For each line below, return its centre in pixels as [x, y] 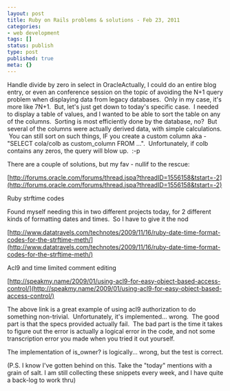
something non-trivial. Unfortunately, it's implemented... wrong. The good [113, 316]
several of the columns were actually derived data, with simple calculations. [115, 128]
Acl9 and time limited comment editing [62, 267]
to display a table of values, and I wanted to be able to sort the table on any [114, 114]
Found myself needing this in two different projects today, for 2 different [109, 211]
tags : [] [20, 39]
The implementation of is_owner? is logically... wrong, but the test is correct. [115, 352]
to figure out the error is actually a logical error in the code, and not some [111, 331]
